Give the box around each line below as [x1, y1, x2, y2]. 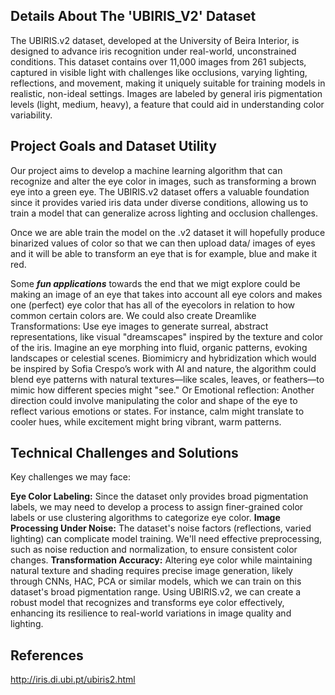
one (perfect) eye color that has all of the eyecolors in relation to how [10, 299, 296, 311]
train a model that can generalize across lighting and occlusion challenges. [10, 207, 319, 219]
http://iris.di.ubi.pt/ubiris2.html [10, 674, 136, 686]
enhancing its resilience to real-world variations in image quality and [10, 607, 292, 619]
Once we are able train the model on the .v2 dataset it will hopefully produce [10, 226, 326, 238]
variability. [10, 109, 53, 121]
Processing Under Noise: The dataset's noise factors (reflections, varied [10, 522, 312, 534]
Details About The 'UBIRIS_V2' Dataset [10, 8, 257, 25]
